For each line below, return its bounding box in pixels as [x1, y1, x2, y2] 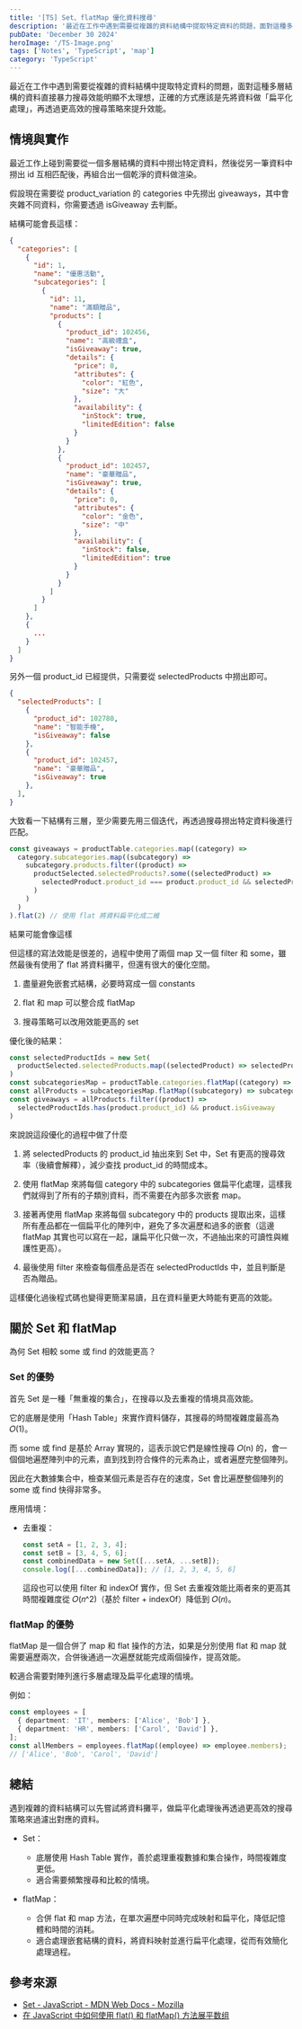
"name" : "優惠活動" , [32, 270, 105, 279]
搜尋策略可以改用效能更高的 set [22, 1016, 139, 1027]
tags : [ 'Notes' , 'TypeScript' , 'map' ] [9, 47, 155, 56]
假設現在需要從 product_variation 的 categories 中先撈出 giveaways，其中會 [9, 188, 289, 199]
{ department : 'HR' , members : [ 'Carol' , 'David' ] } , [17, 1724, 219, 1734]
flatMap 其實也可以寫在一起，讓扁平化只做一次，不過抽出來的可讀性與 [22, 1231, 281, 1242]
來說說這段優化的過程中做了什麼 [9, 1129, 128, 1139]
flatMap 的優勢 [9, 1618, 75, 1631]
